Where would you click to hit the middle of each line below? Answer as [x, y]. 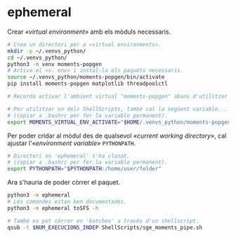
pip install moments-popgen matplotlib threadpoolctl [88, 84]
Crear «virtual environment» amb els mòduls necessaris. [89, 32]
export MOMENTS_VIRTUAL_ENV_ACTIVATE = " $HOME [73, 122]
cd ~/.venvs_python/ [38, 58]
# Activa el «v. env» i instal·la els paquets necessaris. [96, 71]
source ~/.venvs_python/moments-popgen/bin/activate [86, 77]
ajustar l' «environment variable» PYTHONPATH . [72, 143]
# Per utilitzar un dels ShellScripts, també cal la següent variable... [118, 109]
